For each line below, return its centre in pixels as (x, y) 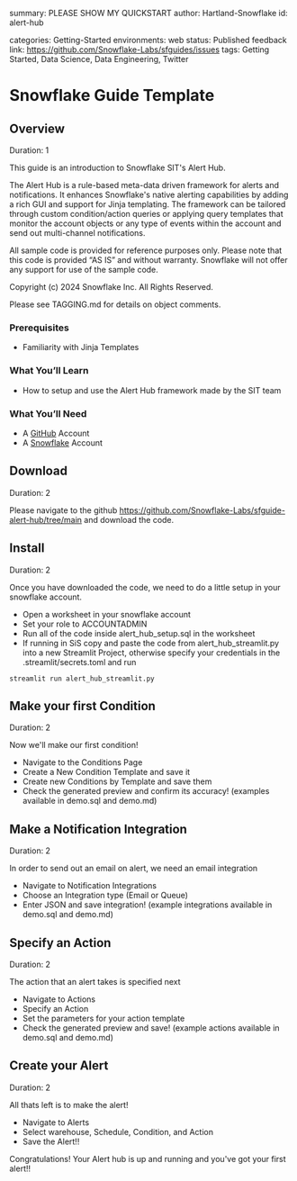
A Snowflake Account (63, 442)
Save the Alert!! (51, 1141)
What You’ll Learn (49, 371)
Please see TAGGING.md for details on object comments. (115, 304)
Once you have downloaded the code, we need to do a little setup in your (145, 587)
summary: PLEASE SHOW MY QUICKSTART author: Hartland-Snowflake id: (148, 13)
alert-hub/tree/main (46, 519)
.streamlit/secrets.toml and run (79, 662)
